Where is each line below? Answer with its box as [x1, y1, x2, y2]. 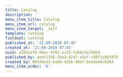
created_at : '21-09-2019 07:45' [5, 45, 73, 50]
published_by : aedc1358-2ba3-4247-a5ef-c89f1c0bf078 [5, 54, 118, 60]
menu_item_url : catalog [5, 21, 55, 27]
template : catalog [5, 31, 44, 36]
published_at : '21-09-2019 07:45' [5, 41, 78, 46]
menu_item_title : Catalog [5, 17, 59, 22]
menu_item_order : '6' [5, 64, 51, 69]
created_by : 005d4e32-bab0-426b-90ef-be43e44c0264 [5, 59, 114, 64]
